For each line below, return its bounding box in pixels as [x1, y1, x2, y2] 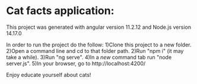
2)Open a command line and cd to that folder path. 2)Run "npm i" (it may [6, 47, 184, 54]
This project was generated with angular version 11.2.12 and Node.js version [6, 23, 192, 31]
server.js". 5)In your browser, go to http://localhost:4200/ [6, 60, 146, 67]
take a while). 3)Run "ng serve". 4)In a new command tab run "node [6, 53, 172, 61]
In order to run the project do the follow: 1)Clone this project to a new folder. [6, 41, 192, 48]
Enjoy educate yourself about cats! [6, 71, 91, 78]
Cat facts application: [6, 4, 115, 18]
